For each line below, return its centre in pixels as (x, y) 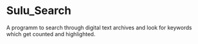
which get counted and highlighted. (51, 34)
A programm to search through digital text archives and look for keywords (99, 28)
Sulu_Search (39, 11)
